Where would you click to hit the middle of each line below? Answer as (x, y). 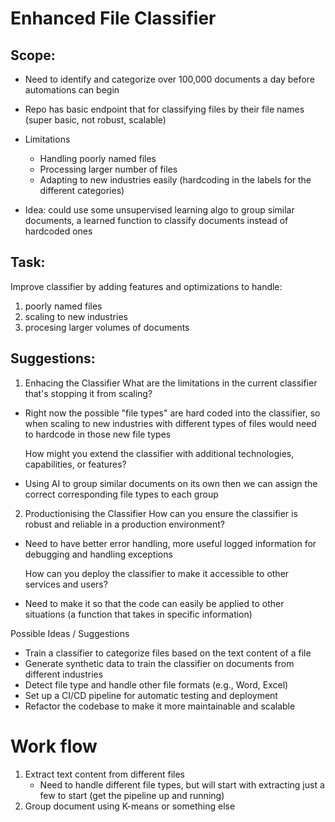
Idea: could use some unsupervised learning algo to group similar (159, 210)
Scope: (33, 55)
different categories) (82, 190)
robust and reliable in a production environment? (124, 524)
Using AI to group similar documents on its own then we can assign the (171, 483)
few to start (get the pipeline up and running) (132, 795)
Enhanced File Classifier (113, 18)
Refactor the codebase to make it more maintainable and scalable (160, 706)
